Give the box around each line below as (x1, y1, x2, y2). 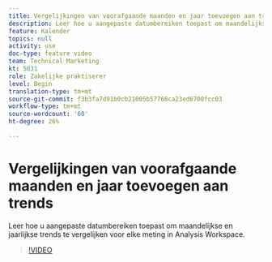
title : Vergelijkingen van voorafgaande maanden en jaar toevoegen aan (8, 11, 255, 20)
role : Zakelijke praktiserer (8, 72, 107, 80)
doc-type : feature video (8, 49, 92, 58)
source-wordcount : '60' (8, 110, 89, 118)
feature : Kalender (8, 27, 70, 35)
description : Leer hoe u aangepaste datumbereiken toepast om (8, 19, 223, 28)
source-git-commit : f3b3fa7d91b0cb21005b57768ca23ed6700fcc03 (8, 95, 223, 103)
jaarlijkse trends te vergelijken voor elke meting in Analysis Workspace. (8, 229, 245, 239)
